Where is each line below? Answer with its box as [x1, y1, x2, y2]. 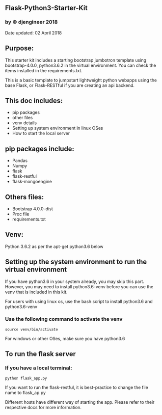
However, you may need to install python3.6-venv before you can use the [5, 283, 154, 289]
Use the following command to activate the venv [5, 316, 123, 323]
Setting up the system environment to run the [5, 258, 147, 266]
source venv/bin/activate [5, 327, 58, 332]
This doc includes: [5, 96, 63, 105]
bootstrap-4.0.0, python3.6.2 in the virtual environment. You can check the [5, 62, 156, 68]
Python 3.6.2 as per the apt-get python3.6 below [5, 243, 104, 249]
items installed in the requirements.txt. [5, 67, 82, 73]
